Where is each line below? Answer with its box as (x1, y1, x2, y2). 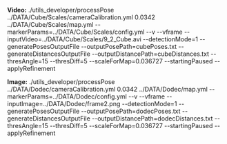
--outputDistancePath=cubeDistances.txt (92, 50, 209, 58)
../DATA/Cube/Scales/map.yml (7, 21, 94, 28)
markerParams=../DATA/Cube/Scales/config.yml (7, 28, 145, 36)
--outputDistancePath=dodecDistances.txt (92, 114, 213, 123)
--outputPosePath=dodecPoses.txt (81, 107, 181, 115)
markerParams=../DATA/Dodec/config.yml (7, 92, 128, 101)
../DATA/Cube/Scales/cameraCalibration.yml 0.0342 (7, 13, 155, 21)
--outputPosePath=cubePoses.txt (81, 43, 177, 50)
